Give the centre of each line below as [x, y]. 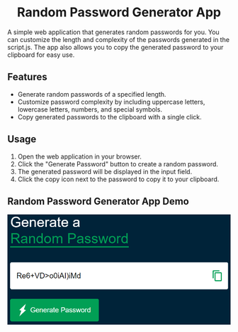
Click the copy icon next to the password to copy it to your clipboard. [118, 179]
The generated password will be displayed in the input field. [105, 171]
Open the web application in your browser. [79, 156]
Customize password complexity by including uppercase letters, [111, 102]
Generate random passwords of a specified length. [92, 94]
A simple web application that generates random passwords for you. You [113, 32]
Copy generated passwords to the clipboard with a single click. [109, 117]
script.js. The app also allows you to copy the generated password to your [115, 47]
